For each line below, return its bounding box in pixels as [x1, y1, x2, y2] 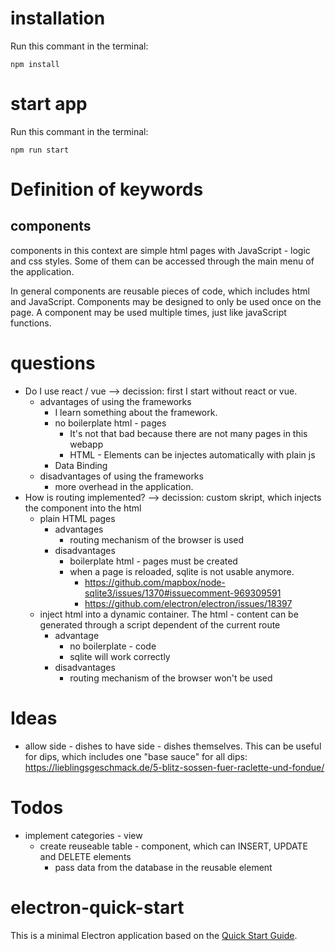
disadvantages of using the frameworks [39, 470, 204, 482]
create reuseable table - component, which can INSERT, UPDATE [39, 840, 308, 852]
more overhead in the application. [54, 480, 194, 492]
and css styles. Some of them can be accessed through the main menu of [10, 255, 315, 267]
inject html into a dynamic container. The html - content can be [39, 608, 299, 620]
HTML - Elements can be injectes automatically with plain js [69, 448, 316, 461]
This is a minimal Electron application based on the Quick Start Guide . [10, 929, 298, 941]
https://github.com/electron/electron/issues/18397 [84, 597, 293, 609]
